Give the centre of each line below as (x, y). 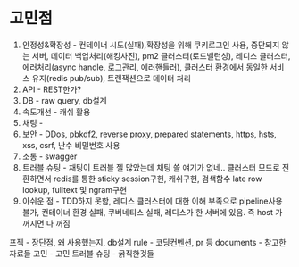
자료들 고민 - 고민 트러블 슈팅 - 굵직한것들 (82, 253)
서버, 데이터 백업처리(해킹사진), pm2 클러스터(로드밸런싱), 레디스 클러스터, (161, 55)
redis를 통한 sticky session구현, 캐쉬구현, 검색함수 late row (158, 179)
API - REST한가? (52, 89)
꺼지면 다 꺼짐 (46, 223)
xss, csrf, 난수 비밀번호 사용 (71, 145)
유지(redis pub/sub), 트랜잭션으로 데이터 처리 (112, 78)
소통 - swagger (50, 156)
